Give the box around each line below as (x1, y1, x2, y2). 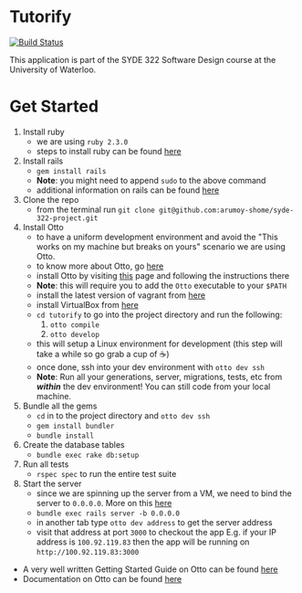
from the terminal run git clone (36, 204, 155, 215)
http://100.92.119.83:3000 (36, 547, 140, 556)
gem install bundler (36, 421, 115, 430)
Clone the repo (22, 194, 79, 205)
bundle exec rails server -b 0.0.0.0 (36, 509, 181, 518)
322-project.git (36, 213, 99, 223)
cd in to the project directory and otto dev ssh (36, 409, 211, 421)
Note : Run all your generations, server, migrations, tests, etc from (36, 371, 283, 382)
